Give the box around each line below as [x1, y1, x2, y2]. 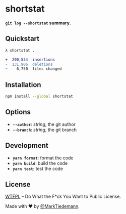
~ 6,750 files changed [5, 66, 62, 71]
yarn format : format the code [12, 155, 74, 161]
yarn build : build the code [12, 160, 68, 166]
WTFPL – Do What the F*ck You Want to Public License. [5, 193, 121, 200]
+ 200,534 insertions [5, 57, 55, 62]
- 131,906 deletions [5, 62, 53, 67]
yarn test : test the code [12, 165, 63, 172]
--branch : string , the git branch [12, 126, 77, 133]
